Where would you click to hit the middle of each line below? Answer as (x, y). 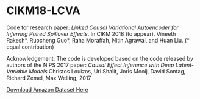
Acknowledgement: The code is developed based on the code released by (100, 58)
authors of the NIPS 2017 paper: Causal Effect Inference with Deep (90, 65)
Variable (17, 71)
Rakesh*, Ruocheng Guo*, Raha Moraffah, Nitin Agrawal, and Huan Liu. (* (98, 40)
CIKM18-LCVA (43, 11)
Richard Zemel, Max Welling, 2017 (49, 78)
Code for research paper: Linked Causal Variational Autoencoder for (92, 27)
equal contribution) (30, 47)
